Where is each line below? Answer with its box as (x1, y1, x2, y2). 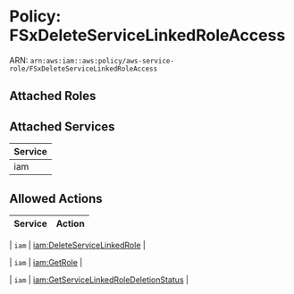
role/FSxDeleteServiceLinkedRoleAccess (9, 64, 158, 73)
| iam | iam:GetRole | (9, 256, 83, 267)
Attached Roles (9, 88, 97, 104)
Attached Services (9, 119, 115, 134)
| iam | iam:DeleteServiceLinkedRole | (9, 239, 146, 250)
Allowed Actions (9, 190, 103, 206)
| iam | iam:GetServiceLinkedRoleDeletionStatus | (9, 274, 189, 285)
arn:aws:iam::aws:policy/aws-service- (29, 56, 174, 65)
